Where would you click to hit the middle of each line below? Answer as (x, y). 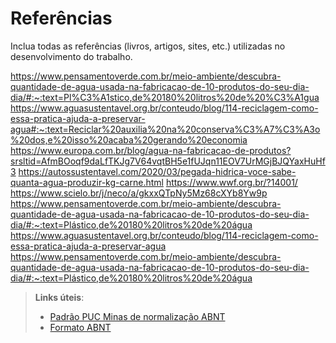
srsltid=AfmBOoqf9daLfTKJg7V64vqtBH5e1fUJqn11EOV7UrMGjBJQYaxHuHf (168, 161)
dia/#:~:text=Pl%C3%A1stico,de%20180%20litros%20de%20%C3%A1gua (165, 97)
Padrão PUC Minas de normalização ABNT (137, 316)
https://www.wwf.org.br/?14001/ (231, 182)
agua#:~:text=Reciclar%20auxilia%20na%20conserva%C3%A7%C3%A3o (165, 129)
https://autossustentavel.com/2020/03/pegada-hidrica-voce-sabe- (157, 171)
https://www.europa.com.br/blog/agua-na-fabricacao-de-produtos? (151, 150)
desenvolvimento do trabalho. (71, 56)
